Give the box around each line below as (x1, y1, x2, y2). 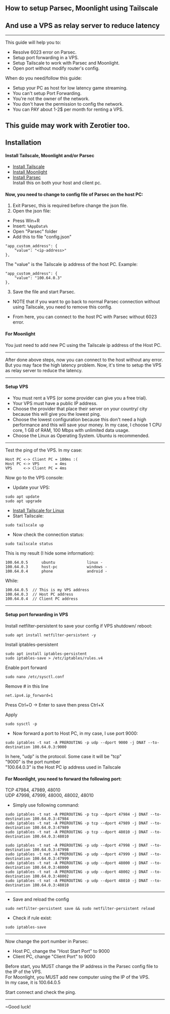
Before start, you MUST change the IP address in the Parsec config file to (5, 963, 158, 969)
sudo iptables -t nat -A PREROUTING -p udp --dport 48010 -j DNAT (5, 878, 148, 884)
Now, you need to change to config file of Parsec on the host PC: (5, 191, 143, 197)
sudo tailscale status (5, 541, 53, 546)
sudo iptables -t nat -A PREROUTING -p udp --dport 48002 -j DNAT (5, 869, 148, 874)
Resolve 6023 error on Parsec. (12, 49, 77, 55)
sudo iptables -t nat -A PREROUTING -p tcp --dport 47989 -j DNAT (5, 821, 148, 826)
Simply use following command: (12, 802, 79, 808)
